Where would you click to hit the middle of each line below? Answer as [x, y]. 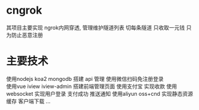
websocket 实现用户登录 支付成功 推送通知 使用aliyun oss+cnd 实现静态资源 [99, 93]
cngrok [24, 10]
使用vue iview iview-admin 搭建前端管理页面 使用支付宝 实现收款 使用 [92, 86]
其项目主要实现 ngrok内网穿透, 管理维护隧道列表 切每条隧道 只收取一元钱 [96, 27]
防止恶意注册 [27, 35]
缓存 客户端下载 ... [28, 101]
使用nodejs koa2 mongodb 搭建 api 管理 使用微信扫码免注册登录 [85, 78]
